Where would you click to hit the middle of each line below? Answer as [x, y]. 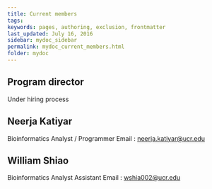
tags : [15, 21]
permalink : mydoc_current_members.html [66, 47]
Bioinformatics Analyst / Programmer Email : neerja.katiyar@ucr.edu [106, 138]
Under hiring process [38, 99]
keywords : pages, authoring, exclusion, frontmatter [87, 27]
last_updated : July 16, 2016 [50, 34]
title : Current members [42, 14]
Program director [46, 82]
